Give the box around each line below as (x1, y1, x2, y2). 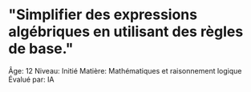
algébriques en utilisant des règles (8, 22, 244, 41)
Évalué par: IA (8, 74, 55, 84)
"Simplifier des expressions (8, 6, 198, 24)
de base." (8, 40, 74, 58)
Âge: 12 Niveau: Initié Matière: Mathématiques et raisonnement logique (8, 66, 242, 75)
